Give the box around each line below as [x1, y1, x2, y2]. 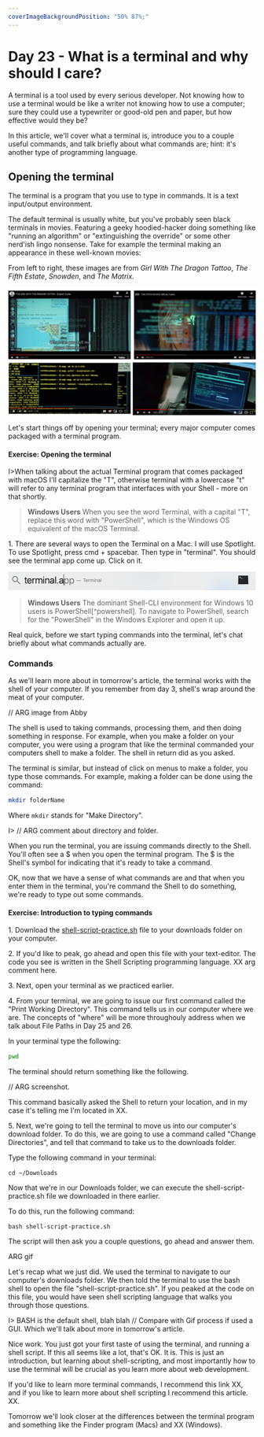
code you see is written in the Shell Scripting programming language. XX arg [8, 957, 256, 967]
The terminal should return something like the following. [8, 1067, 189, 1077]
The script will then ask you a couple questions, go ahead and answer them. [8, 1236, 255, 1247]
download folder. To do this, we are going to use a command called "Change [8, 1129, 256, 1139]
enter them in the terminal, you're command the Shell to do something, [8, 881, 237, 891]
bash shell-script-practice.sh [8, 1223, 111, 1231]
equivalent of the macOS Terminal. [27, 524, 140, 534]
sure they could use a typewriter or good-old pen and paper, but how [8, 107, 233, 116]
